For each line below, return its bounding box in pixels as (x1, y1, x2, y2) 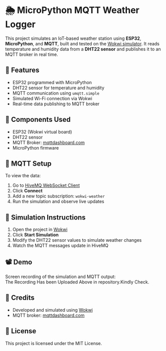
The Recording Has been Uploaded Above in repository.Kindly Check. (5, 279, 149, 285)
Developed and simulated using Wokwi (12, 307, 93, 313)
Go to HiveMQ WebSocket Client (12, 182, 80, 188)
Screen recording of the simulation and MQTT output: (5, 273, 116, 279)
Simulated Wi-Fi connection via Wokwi (12, 95, 93, 101)
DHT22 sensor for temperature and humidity (12, 85, 104, 91)
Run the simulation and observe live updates (12, 198, 104, 204)
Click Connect (12, 188, 43, 194)
